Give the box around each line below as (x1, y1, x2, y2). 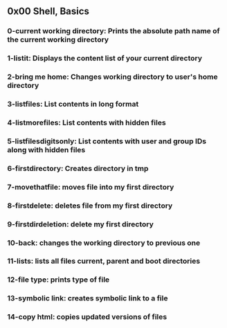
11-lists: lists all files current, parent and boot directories (7, 256, 201, 266)
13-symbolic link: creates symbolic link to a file (7, 293, 168, 303)
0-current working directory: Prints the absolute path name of (7, 26, 220, 36)
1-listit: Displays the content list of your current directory (7, 53, 203, 63)
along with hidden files (7, 145, 86, 154)
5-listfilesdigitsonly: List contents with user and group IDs (7, 136, 207, 146)
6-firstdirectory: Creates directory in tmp (7, 163, 149, 173)
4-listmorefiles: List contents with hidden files (7, 118, 166, 127)
